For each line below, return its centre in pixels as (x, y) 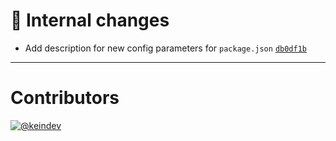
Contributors (65, 98)
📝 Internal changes (90, 20)
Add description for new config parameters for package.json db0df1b (165, 48)
